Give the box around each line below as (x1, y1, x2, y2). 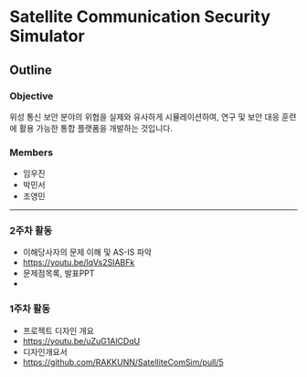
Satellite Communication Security (9, 6, 271, 27)
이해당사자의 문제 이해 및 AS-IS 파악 (22, 246, 153, 257)
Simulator (9, 26, 85, 47)
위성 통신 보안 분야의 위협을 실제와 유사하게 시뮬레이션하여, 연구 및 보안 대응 (9, 111, 281, 122)
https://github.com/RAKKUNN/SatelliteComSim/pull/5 (22, 356, 224, 367)
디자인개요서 (22, 346, 69, 357)
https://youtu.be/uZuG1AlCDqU (22, 335, 141, 346)
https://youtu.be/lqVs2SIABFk (22, 257, 135, 268)
